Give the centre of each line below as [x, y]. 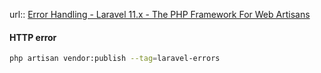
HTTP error [33, 37]
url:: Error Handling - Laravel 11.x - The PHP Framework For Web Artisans [160, 14]
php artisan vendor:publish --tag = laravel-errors [115, 59]
